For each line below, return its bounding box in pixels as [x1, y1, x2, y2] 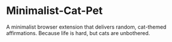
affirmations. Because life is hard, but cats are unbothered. [6, 29, 151, 36]
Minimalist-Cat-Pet [6, 4, 103, 17]
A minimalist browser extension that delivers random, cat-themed [6, 23, 167, 30]
